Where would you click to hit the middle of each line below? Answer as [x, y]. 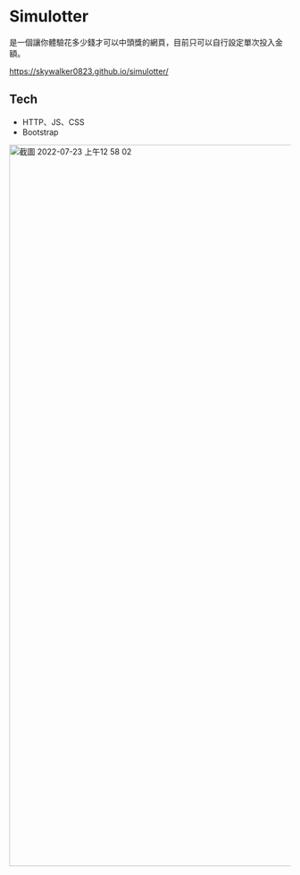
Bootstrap [40, 132]
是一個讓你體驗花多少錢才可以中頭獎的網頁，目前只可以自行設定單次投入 [142, 42]
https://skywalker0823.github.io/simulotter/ [89, 71]
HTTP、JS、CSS [53, 121]
